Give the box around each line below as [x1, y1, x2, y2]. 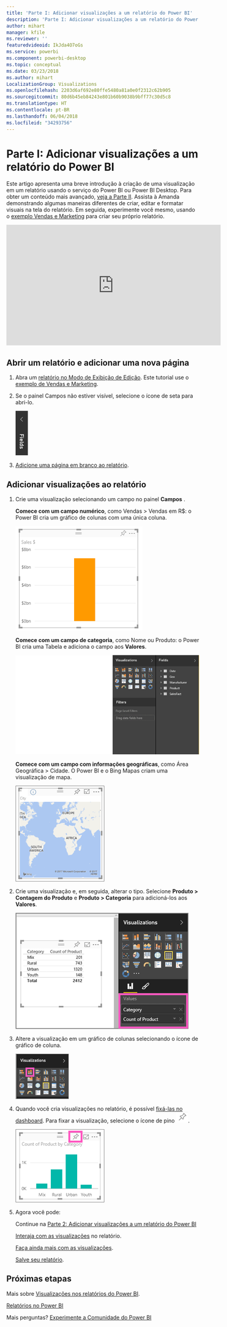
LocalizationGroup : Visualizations [6, 81, 97, 87]
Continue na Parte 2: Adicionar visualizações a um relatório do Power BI [15, 1220, 197, 1228]
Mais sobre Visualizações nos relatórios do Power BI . [6, 1290, 140, 1297]
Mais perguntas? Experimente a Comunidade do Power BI [6, 1314, 152, 1321]
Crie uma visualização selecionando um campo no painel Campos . [15, 496, 185, 503]
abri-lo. [15, 399, 34, 406]
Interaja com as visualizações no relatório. [15, 1232, 122, 1239]
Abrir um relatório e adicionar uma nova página [6, 357, 190, 368]
